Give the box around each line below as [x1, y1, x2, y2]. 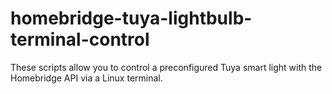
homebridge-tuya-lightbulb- [10, 7, 253, 30]
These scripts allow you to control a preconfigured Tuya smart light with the [10, 61, 323, 73]
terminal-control [10, 28, 150, 51]
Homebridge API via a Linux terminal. [10, 72, 163, 84]
